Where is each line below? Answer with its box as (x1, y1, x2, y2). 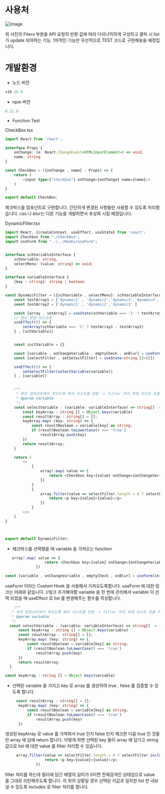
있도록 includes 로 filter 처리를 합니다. (15, 784, 89, 790)
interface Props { (5, 145, 43, 150)
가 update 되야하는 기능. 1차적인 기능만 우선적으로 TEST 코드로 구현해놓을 (5, 37, 147, 43)
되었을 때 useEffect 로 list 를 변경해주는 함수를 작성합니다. (10, 595, 122, 601)
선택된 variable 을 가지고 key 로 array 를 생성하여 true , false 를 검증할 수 (12, 683, 154, 688)
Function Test (12, 117, 40, 123)
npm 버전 (12, 99, 31, 105)
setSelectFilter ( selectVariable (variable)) (23, 369, 113, 374)
